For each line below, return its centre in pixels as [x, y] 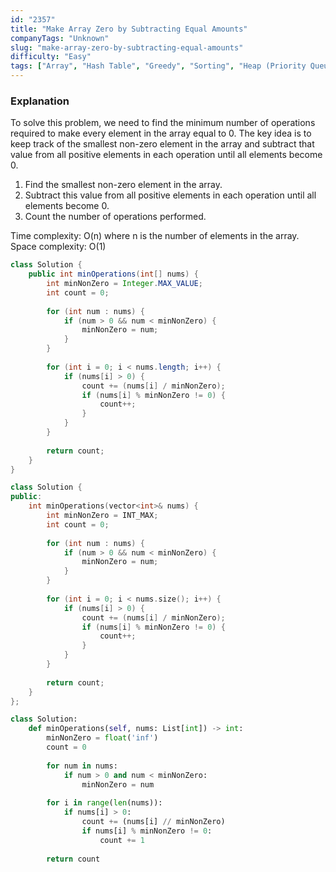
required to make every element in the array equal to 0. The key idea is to [161, 133]
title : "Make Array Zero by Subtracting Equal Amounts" [129, 29]
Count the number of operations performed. [115, 217]
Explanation [40, 101]
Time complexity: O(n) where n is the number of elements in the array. [155, 236]
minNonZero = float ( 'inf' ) [102, 738]
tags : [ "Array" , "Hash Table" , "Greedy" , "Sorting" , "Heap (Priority [158, 66]
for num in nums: [82, 766]
